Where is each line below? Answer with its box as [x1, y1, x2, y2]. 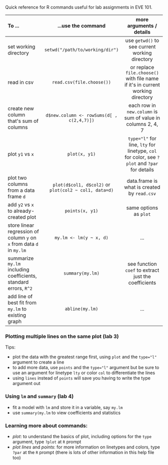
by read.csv [128, 190, 156, 197]
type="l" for [127, 135, 156, 142]
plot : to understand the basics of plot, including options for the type [12, 433, 151, 439]
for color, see [124, 154, 156, 160]
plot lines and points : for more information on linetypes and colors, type [12, 444, 160, 450]
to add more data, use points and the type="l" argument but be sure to [12, 365, 159, 371]
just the [133, 273, 151, 280]
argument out [12, 381, 41, 387]
